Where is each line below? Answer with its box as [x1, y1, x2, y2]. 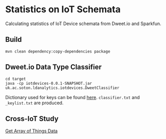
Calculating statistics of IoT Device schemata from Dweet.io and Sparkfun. [5, 20, 161, 27]
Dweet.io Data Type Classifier [5, 63, 102, 72]
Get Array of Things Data [5, 128, 58, 134]
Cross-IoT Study [5, 114, 59, 123]
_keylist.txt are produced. [5, 100, 64, 106]
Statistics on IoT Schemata [5, 4, 121, 15]
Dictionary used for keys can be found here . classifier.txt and [5, 94, 140, 100]
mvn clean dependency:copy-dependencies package [5, 49, 110, 54]
